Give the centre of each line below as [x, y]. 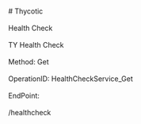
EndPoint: [24, 95]
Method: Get [29, 62]
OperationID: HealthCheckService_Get [70, 79]
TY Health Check [36, 45]
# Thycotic [26, 11]
